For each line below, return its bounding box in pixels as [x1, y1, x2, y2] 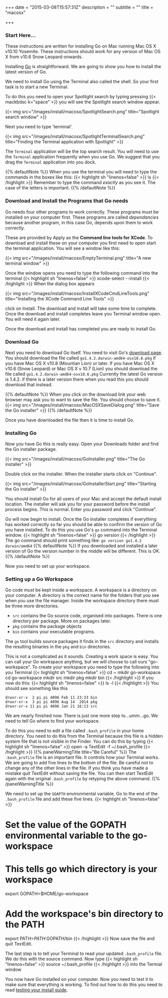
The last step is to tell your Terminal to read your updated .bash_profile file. [5, 950, 163, 956]
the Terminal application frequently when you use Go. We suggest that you [5, 154, 160, 160]
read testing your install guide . [5, 986, 68, 992]
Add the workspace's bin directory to [5, 908, 164, 919]
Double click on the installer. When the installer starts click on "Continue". [5, 471, 157, 477]
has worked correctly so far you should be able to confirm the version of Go [5, 522, 162, 528]
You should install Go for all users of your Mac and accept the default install [5, 496, 162, 502]
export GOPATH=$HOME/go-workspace [5, 890, 89, 897]
